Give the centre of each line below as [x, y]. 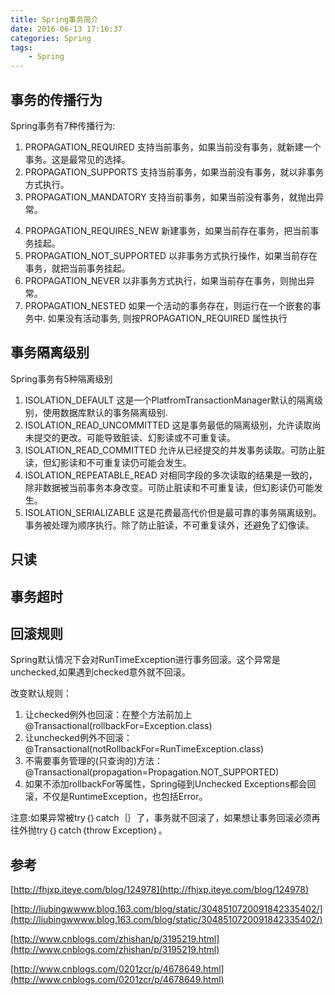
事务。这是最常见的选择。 [77, 159]
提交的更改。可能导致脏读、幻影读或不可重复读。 [134, 437]
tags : [21, 47]
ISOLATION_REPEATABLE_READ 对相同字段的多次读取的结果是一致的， [171, 475]
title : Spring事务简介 [54, 19]
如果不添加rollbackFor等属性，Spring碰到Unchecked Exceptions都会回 [170, 784]
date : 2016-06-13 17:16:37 [66, 29]
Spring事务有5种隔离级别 [61, 378]
